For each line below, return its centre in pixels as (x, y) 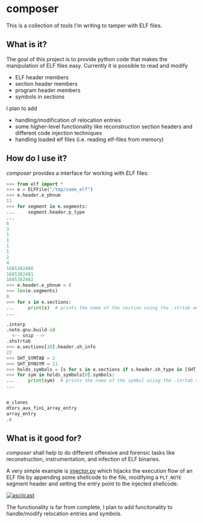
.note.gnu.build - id (31, 330)
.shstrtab (19, 341)
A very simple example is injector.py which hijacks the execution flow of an (99, 471)
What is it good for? (44, 438)
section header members (46, 84)
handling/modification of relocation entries (68, 120)
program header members (48, 90)
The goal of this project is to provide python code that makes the (87, 59)
